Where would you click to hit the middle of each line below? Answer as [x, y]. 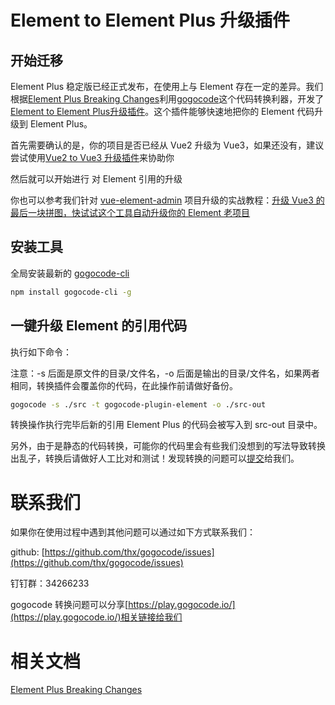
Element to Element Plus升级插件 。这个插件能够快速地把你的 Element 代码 [162, 111]
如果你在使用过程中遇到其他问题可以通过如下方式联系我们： [133, 532]
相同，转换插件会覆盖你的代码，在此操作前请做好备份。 [124, 385]
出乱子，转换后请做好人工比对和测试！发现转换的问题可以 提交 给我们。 [155, 458]
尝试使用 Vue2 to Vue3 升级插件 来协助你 [92, 157]
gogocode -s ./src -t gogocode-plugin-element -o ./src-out [138, 404]
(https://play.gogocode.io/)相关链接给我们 [96, 617]
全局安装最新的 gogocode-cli [70, 273]
